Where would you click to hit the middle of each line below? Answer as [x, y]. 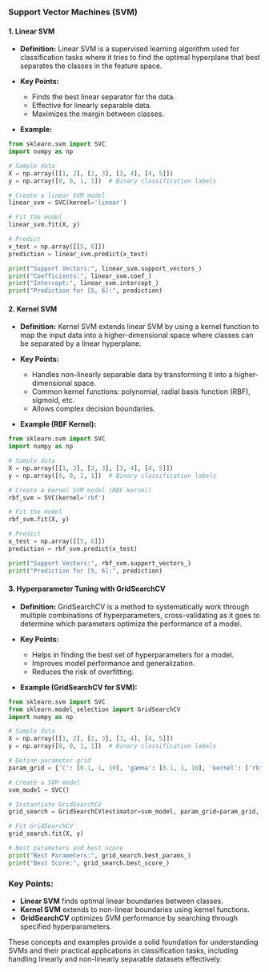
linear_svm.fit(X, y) [44, 225]
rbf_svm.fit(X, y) [39, 520]
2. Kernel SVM [33, 309]
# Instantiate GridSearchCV [55, 804]
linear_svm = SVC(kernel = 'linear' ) [68, 203]
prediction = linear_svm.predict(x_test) [78, 254]
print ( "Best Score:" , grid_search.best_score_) [89, 863]
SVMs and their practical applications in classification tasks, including [123, 950]
